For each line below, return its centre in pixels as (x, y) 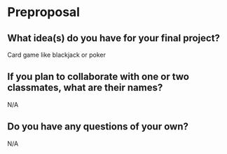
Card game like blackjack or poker (57, 55)
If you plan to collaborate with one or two (98, 77)
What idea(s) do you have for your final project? (114, 38)
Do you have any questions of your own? (98, 127)
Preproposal (44, 12)
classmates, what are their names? (85, 88)
